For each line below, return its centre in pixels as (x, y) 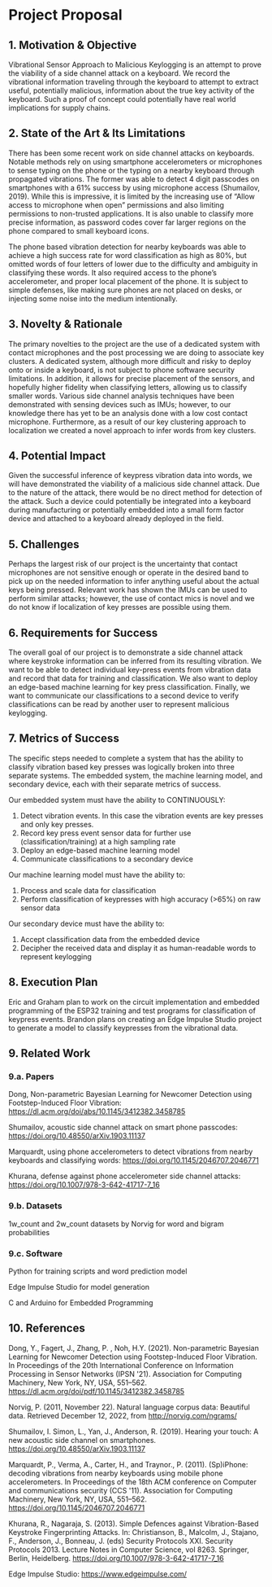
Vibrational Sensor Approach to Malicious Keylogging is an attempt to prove (135, 64)
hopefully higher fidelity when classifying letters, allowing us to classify (128, 387)
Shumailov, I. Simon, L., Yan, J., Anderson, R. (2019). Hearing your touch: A (134, 1431)
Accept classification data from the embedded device (110, 939)
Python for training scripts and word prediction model (98, 1271)
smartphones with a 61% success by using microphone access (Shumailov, (134, 187)
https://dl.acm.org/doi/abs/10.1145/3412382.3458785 (97, 1111)
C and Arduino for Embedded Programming (81, 1302)
